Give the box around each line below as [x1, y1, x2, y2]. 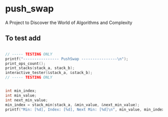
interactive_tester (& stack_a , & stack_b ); [5, 70, 93, 75]
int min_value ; [5, 93, 37, 98]
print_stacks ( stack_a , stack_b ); [5, 65, 75, 70]
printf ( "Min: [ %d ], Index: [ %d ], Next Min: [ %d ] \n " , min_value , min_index [5, 107, 164, 112]
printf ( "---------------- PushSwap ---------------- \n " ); [5, 56, 128, 61]
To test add [5, 34, 41, 42]
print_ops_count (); [5, 61, 46, 66]
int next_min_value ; [5, 97, 48, 102]
